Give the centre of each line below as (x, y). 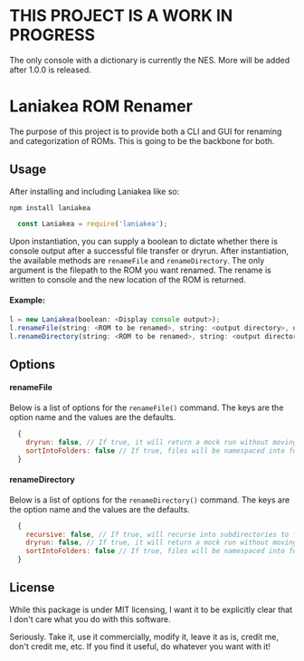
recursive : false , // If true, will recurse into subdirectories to (157, 534)
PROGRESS (52, 35)
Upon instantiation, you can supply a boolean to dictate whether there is (144, 241)
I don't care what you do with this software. (90, 619)
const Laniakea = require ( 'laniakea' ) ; (93, 224)
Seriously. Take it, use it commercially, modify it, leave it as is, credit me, (144, 637)
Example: (28, 301)
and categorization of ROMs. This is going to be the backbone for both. (142, 140)
